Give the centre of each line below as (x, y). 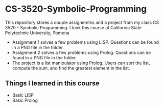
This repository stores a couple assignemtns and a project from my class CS (82, 22)
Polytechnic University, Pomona (37, 33)
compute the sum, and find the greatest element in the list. (71, 68)
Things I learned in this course (52, 83)
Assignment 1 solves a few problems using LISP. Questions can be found (85, 42)
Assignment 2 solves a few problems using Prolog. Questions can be (82, 53)
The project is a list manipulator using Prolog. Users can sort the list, (81, 63)
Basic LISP (23, 95)
